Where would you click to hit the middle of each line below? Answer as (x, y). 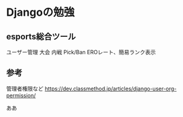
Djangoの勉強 (40, 12)
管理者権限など (25, 89)
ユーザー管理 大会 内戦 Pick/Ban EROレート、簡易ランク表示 (81, 52)
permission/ (21, 95)
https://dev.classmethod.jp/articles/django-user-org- (111, 89)
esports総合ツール (41, 36)
